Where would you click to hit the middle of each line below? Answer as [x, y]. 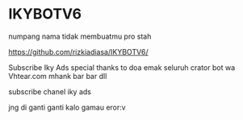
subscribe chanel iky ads [50, 91]
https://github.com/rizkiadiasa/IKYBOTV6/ [78, 52]
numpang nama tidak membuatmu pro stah [80, 36]
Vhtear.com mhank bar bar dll [58, 76]
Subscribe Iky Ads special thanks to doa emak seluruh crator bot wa [122, 67]
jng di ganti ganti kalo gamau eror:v [67, 107]
